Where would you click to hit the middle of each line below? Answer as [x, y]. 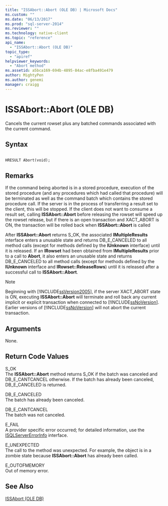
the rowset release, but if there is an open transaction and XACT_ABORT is [82, 220]
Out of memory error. [27, 470]
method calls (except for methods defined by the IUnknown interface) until [83, 245]
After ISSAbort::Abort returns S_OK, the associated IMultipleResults [76, 235]
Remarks [20, 175]
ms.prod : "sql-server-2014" [35, 24]
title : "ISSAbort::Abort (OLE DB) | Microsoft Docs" [61, 10]
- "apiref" [21, 56]
